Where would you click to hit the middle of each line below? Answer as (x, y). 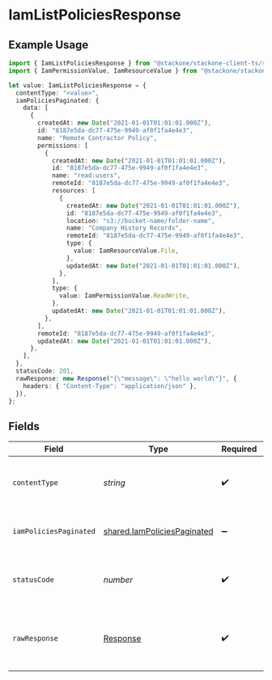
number (118, 580)
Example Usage (49, 45)
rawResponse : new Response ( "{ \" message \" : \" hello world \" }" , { (126, 378)
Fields (24, 426)
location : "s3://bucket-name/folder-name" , (141, 221)
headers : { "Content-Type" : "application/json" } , (110, 386)
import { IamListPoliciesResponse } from (79, 63)
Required (239, 449)
